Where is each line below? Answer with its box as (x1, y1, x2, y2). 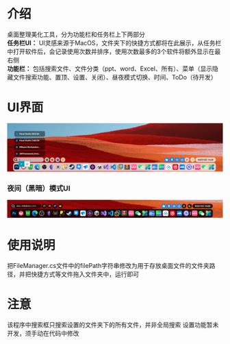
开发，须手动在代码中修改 (7, 330, 79, 338)
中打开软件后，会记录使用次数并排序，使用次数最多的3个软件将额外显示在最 (7, 47, 221, 56)
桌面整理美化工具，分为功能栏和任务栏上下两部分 (7, 30, 145, 38)
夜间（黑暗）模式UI (7, 184, 71, 193)
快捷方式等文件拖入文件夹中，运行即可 (30, 270, 139, 278)
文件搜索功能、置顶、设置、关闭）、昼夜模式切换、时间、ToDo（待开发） (12, 73, 217, 81)
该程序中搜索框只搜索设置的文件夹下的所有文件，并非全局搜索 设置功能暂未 (7, 321, 219, 329)
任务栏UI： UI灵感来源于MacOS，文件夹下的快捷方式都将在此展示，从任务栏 (7, 38, 222, 47)
